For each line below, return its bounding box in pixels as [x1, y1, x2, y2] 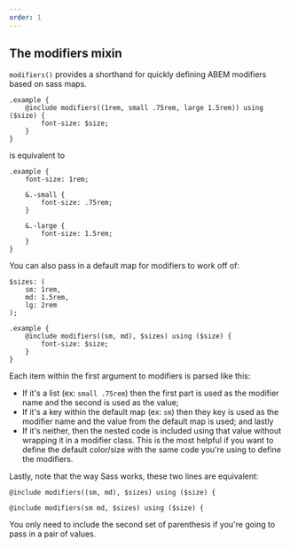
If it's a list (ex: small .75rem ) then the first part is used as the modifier [21, 388, 279, 399]
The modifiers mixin [9, 46, 122, 61]
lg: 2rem [25, 301, 58, 310]
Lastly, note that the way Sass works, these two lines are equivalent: [9, 471, 259, 481]
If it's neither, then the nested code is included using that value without [21, 426, 282, 436]
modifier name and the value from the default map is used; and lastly [21, 416, 274, 427]
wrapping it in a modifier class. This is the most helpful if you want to [21, 435, 274, 446]
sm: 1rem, [25, 286, 62, 294]
